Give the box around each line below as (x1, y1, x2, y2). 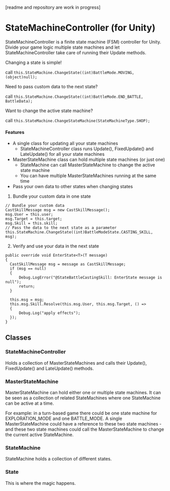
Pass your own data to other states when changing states (12, 184, 133, 190)
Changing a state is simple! (5, 59, 62, 65)
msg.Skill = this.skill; (5, 221, 58, 226)
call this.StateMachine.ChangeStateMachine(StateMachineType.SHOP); (5, 117, 151, 123)
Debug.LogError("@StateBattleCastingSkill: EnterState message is (18, 275, 162, 280)
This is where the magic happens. (5, 480, 76, 486)
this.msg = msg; (10, 297, 44, 302)
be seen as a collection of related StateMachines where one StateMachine (5, 395, 161, 401)
